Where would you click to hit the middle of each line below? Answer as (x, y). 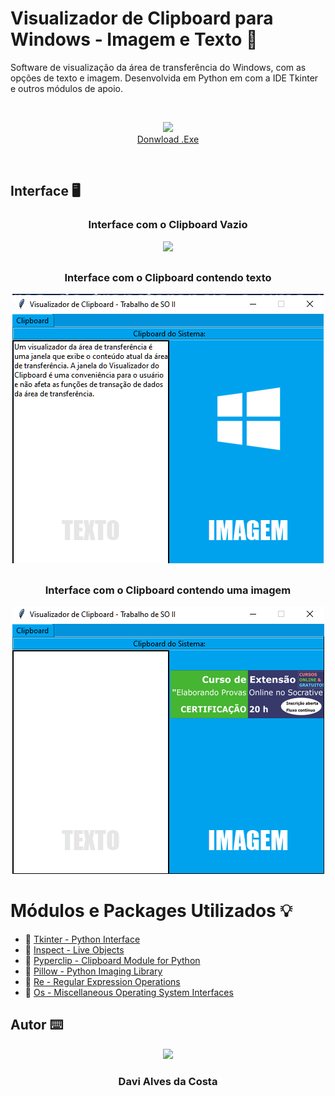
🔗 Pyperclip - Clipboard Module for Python (112, 961)
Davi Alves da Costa (168, 1081)
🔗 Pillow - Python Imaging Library (93, 971)
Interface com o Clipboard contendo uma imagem (168, 590)
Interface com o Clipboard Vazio (168, 225)
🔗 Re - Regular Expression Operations (102, 982)
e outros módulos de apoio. (67, 88)
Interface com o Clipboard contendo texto (168, 278)
